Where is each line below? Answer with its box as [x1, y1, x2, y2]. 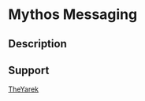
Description [8, 37, 67, 50]
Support [8, 63, 50, 77]
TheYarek [8, 84, 39, 94]
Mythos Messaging [8, 6, 138, 24]
